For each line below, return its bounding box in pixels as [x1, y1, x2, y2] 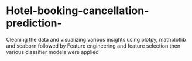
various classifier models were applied [6, 48, 99, 55]
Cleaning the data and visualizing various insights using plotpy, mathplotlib [6, 36, 186, 43]
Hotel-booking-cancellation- [6, 4, 149, 18]
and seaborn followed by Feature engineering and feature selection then [6, 42, 180, 49]
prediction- [6, 16, 63, 30]
